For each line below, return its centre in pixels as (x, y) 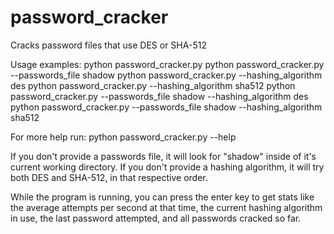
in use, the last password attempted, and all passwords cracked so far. (156, 218)
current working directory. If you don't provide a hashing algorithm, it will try (167, 167)
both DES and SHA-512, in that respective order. (109, 177)
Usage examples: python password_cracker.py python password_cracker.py (167, 64)
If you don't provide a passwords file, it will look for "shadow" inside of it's (163, 156)
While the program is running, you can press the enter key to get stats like (162, 197)
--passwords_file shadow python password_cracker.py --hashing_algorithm (166, 75)
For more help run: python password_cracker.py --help (123, 137)
